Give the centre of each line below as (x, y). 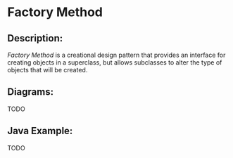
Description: (35, 38)
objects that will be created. (48, 70)
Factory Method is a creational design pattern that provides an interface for (116, 55)
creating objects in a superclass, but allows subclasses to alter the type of (115, 62)
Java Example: (40, 131)
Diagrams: (31, 92)
